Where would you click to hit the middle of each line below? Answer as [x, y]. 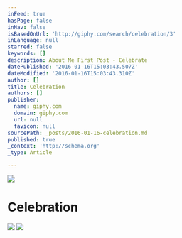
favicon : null [34, 126]
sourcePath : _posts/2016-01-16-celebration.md [77, 133]
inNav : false [27, 27]
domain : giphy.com [41, 113]
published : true [31, 139]
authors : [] [25, 93]
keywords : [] [27, 54]
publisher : [23, 100]
